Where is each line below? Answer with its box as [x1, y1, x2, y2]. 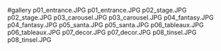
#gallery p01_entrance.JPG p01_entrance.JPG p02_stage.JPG [7, 6, 187, 14]
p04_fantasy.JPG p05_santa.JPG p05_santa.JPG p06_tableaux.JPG [7, 21, 204, 29]
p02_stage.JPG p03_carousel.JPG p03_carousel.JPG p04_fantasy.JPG [7, 13, 214, 22]
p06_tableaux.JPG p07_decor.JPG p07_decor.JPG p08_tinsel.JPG [7, 28, 197, 36]
